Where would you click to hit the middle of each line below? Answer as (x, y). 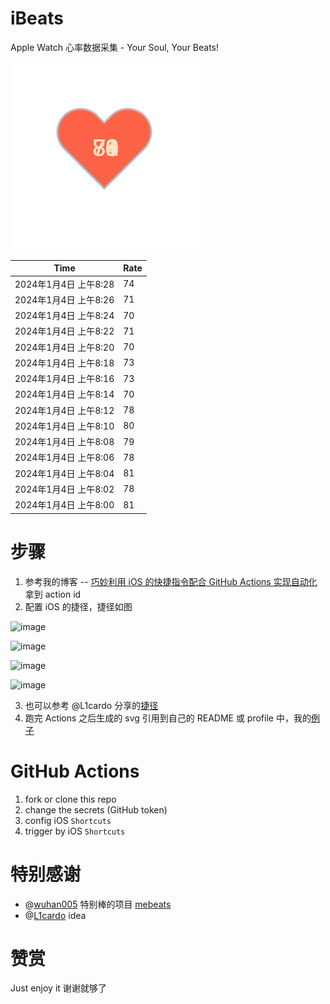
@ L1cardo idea (55, 915)
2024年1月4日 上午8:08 (64, 442)
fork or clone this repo (70, 799)
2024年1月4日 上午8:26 (64, 299)
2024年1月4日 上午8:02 (64, 489)
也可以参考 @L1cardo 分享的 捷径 (91, 705)
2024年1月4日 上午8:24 (64, 316)
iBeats (37, 18)
